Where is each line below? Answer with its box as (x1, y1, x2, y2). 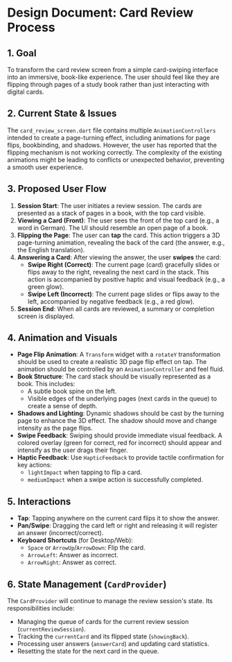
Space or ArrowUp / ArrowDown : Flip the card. (27, 543, 145, 552)
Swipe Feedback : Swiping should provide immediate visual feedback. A (17, 431, 223, 439)
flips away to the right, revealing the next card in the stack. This (27, 268, 209, 276)
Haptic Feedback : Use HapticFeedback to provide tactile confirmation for (17, 453, 224, 462)
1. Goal (7, 47, 37, 59)
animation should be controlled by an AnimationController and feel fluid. (17, 365, 225, 374)
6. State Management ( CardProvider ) (7, 578, 168, 590)
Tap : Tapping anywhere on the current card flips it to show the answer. (17, 514, 220, 523)
